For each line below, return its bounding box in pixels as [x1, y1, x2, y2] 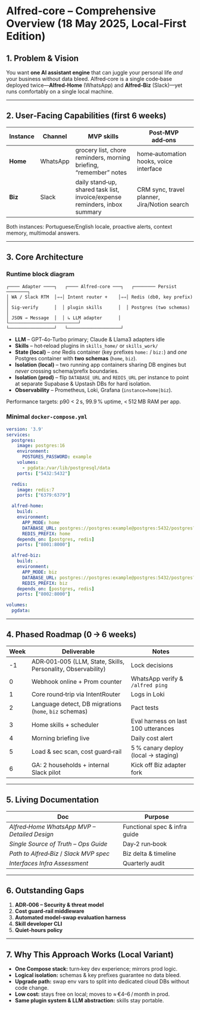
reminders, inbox [75, 200, 123, 208]
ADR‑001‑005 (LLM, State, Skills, [32, 657, 125, 665]
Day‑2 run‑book [123, 840, 167, 848]
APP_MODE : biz [21, 569, 58, 575]
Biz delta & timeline [123, 849, 177, 858]
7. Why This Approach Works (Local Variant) [6, 949, 174, 959]
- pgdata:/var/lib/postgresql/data [21, 465, 111, 471]
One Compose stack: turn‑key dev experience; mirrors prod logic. [14, 965, 177, 972]
